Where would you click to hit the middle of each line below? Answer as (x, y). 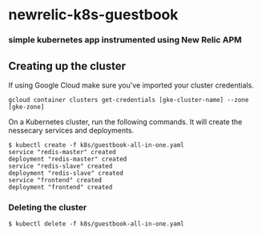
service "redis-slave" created (60, 166)
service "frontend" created (55, 180)
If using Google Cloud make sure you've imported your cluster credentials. (131, 85)
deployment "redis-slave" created (66, 173)
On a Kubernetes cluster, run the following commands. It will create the (125, 121)
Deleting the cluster (48, 207)
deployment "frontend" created (60, 187)
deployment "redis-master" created (68, 159)
